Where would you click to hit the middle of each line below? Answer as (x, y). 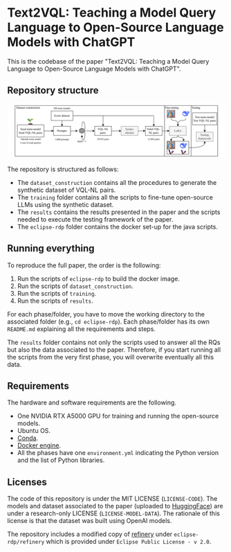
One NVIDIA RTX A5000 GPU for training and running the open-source (118, 416)
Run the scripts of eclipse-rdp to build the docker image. (98, 278)
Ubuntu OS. (34, 431)
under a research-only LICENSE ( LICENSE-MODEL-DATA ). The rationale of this (113, 513)
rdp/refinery (26, 542)
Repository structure (53, 90)
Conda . (28, 438)
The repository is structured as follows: (63, 169)
